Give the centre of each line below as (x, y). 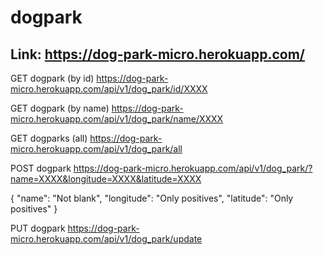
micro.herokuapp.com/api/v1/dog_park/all (96, 149)
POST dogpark (41, 168)
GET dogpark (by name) (60, 108)
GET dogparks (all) (49, 138)
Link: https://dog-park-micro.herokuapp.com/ (158, 54)
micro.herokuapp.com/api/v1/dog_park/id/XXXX (109, 89)
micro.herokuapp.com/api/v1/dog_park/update (106, 239)
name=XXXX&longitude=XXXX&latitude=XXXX (106, 179)
